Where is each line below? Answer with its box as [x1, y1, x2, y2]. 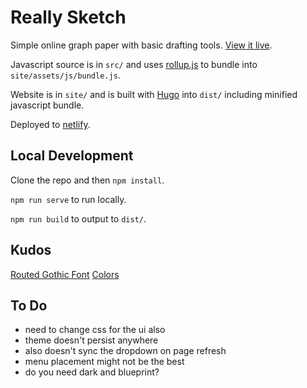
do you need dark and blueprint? [24, 366, 160, 378]
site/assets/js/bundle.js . [10, 69, 121, 81]
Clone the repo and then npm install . [10, 174, 165, 186]
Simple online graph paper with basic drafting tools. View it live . [10, 39, 273, 51]
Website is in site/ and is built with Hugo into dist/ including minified [10, 88, 298, 100]
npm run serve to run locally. [10, 193, 127, 205]
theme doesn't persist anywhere [24, 334, 159, 346]
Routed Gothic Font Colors [10, 268, 120, 280]
